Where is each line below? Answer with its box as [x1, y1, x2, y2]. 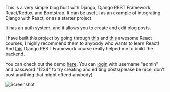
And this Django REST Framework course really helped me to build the [5, 46, 153, 51]
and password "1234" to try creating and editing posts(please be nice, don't [5, 66, 165, 72]
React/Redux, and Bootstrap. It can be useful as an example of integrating [5, 10, 161, 16]
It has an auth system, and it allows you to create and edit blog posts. [5, 25, 151, 31]
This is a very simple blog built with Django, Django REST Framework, [5, 5, 152, 10]
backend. [5, 51, 25, 57]
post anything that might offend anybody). [5, 72, 94, 78]
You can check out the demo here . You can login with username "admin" [5, 61, 158, 67]
